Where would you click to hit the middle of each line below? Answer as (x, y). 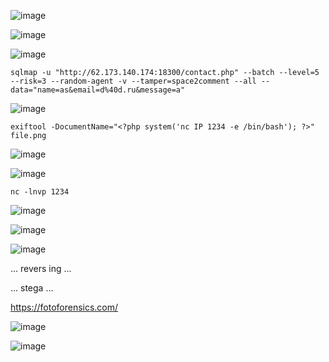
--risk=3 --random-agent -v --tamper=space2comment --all (133, 81)
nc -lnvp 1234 (40, 192)
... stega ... (32, 288)
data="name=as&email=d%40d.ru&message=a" (98, 90)
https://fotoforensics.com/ (64, 307)
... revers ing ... (41, 268)
